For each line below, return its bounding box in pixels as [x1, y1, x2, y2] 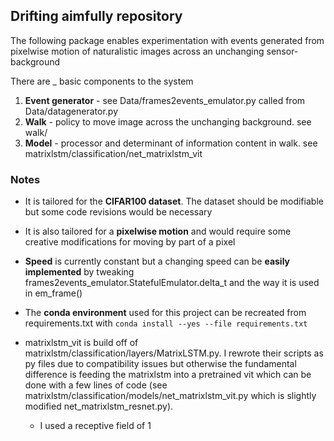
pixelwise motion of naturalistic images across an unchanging [10, 45, 265, 57]
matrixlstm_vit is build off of [24, 337, 139, 349]
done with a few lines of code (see [24, 379, 168, 391]
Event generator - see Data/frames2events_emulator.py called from [24, 94, 306, 106]
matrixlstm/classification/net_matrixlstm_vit [24, 147, 203, 159]
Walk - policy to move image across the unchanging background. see [24, 115, 312, 128]
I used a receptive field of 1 [39, 420, 152, 432]
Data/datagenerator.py [24, 105, 119, 117]
